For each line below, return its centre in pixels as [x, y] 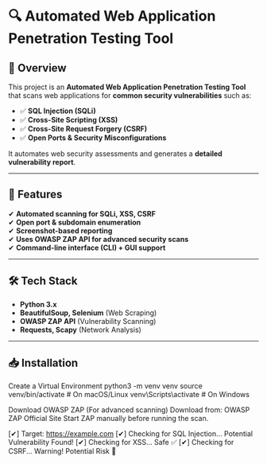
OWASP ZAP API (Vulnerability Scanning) [88, 321]
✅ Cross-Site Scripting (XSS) [69, 120]
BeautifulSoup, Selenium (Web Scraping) [88, 313]
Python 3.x [38, 304]
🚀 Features [35, 195]
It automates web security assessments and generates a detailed [115, 154]
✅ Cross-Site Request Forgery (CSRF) [83, 129]
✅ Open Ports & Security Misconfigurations [93, 138]
